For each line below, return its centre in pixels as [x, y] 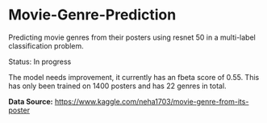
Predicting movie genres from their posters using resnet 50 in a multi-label [132, 37]
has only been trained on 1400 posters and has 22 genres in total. [118, 86]
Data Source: [31, 101]
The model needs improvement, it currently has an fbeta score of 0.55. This [134, 77]
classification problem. [46, 45]
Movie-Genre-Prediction [92, 15]
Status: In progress [40, 61]
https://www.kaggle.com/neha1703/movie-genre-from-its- [152, 101]
